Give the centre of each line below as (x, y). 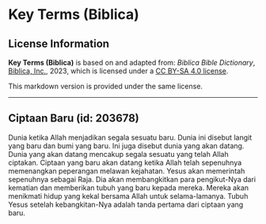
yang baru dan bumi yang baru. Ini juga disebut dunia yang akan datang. (126, 146)
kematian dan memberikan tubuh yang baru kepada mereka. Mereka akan (129, 188)
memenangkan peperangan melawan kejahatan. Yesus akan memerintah (127, 170)
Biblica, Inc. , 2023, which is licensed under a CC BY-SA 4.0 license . (118, 71)
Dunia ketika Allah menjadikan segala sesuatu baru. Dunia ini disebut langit (130, 137)
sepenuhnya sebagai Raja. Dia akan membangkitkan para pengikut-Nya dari (132, 179)
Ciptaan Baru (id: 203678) (74, 119)
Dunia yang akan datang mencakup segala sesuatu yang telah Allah (118, 154)
